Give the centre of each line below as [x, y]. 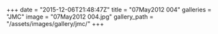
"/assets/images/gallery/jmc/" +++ [55, 24]
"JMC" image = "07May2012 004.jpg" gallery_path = [80, 17]
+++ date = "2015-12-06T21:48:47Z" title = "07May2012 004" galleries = [109, 10]
